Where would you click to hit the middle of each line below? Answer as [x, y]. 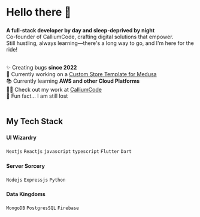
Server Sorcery [25, 166]
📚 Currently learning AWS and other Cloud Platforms [73, 81]
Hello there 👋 [39, 12]
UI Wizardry [22, 138]
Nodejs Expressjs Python [36, 180]
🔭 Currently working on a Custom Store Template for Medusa [81, 74]
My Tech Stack [34, 121]
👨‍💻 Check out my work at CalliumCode [54, 90]
